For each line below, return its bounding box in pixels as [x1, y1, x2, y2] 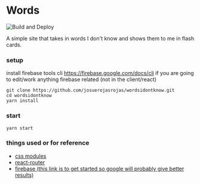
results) [14, 171, 34, 179]
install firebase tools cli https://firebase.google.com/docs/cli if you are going [6, 70, 194, 77]
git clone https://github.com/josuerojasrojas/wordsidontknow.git [6, 88, 175, 93]
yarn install [6, 98, 39, 104]
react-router [14, 158, 45, 166]
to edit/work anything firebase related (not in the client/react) [6, 76, 157, 83]
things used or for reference [6, 139, 90, 147]
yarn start [6, 125, 33, 131]
